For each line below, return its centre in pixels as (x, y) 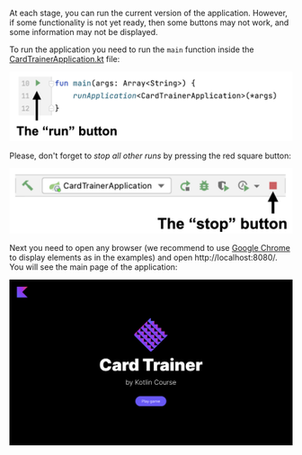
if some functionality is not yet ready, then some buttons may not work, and (149, 22)
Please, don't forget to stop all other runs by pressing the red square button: (151, 156)
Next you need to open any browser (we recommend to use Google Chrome (150, 247)
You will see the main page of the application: (93, 267)
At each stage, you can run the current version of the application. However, (148, 13)
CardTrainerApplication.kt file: (65, 59)
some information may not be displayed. (84, 32)
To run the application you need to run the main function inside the (132, 49)
